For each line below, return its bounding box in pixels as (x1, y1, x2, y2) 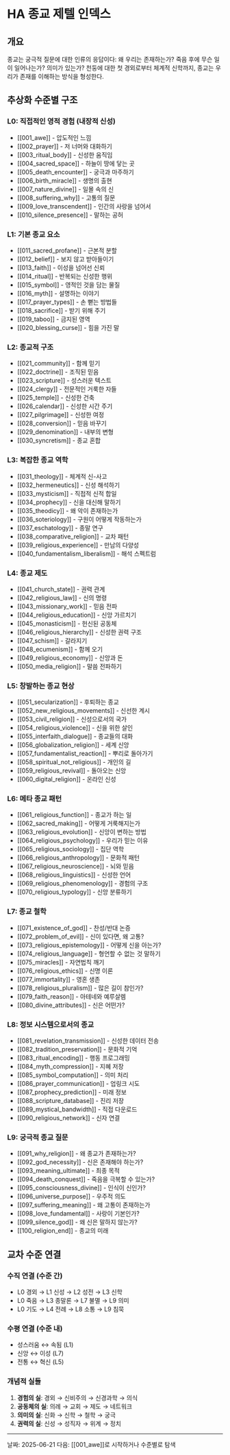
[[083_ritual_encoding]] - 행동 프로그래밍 (16, 1054, 130, 1062)
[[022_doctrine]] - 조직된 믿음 (16, 368, 99, 376)
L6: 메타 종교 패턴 (7, 794, 62, 803)
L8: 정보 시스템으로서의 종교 (7, 1019, 94, 1029)
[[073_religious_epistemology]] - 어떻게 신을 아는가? (16, 941, 162, 949)
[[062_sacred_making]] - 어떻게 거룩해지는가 (16, 819, 140, 827)
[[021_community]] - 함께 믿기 (16, 359, 101, 368)
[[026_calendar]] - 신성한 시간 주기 (16, 402, 113, 410)
